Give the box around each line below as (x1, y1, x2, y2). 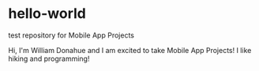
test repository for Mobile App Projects (8, 30, 134, 40)
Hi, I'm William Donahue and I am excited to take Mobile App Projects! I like (8, 45, 252, 55)
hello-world (8, 5, 87, 23)
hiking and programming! (8, 54, 90, 63)
